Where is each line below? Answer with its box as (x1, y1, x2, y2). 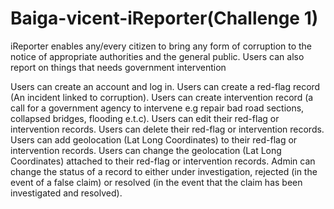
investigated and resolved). (10, 187, 123, 199)
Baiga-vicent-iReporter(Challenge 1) (10, 7, 319, 30)
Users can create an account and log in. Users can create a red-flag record (10, 80, 321, 92)
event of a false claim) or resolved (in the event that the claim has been (10, 176, 303, 188)
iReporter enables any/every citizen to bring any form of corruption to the (10, 40, 313, 52)
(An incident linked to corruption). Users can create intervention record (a (10, 91, 314, 103)
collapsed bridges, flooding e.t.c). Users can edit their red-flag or (10, 112, 280, 124)
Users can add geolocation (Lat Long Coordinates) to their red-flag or (10, 133, 298, 146)
